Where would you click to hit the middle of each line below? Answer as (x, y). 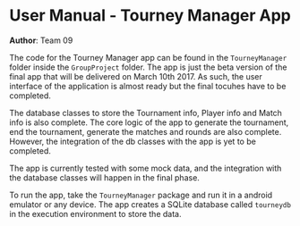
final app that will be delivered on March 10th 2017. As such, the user (136, 76)
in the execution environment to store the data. (95, 213)
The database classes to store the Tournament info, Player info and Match (146, 113)
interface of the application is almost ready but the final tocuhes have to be (148, 86)
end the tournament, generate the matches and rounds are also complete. (146, 131)
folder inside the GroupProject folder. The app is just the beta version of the (148, 67)
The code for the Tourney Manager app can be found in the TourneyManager (148, 57)
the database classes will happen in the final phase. (104, 177)
